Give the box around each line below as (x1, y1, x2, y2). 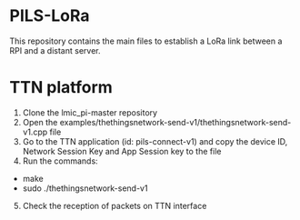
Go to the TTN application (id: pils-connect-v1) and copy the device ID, (22, 135, 288, 146)
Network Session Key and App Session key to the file (22, 145, 222, 156)
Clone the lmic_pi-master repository (22, 106, 157, 118)
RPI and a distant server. (9, 45, 101, 55)
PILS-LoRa (9, 5, 90, 26)
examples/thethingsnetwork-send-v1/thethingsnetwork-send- (59, 116, 292, 127)
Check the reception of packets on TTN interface (22, 200, 207, 211)
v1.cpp (22, 126, 48, 137)
